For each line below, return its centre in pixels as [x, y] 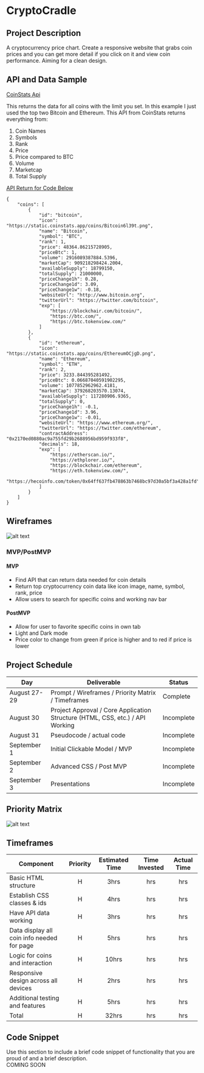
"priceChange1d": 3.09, [69, 284]
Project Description [44, 33]
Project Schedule [39, 665]
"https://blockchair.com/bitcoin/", [96, 311]
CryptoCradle [42, 11]
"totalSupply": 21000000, [71, 274]
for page [22, 946]
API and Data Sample [47, 80]
